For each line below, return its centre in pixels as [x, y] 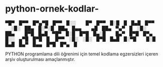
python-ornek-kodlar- [52, 9]
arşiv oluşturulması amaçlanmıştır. [40, 59]
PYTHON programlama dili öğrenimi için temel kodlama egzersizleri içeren [82, 54]
